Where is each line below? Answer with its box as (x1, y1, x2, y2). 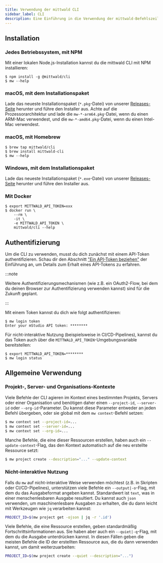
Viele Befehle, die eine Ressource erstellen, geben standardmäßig (5, 524, 137, 529)
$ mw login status (5, 356, 42, 361)
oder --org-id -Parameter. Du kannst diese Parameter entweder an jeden (10, 405, 156, 411)
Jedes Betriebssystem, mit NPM (5, 49, 82, 55)
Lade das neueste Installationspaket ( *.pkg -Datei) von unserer (5, 101, 130, 107)
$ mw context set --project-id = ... (5, 419, 77, 424)
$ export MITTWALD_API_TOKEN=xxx (5, 204, 73, 209)
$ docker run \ (5, 208, 36, 213)
